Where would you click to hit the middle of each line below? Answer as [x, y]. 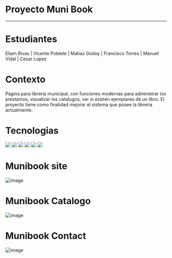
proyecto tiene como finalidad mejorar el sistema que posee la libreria [79, 104]
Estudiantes [31, 39]
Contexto [26, 80]
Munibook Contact [46, 236]
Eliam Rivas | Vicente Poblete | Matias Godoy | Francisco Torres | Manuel [82, 53]
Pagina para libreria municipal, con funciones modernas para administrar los [86, 94]
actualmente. [19, 110]
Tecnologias [32, 131]
